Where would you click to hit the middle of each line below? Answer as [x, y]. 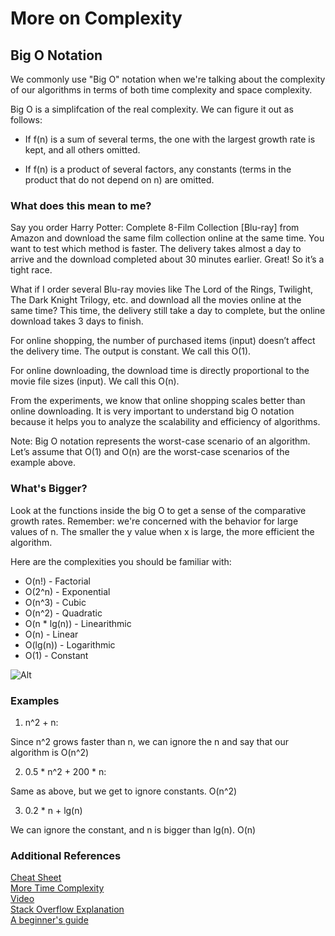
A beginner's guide [49, 920]
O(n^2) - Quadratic [63, 613]
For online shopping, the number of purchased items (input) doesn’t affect [163, 341]
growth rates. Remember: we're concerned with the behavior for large [154, 521]
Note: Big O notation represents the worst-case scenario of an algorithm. [160, 441]
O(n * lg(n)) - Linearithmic [78, 623]
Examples [35, 700]
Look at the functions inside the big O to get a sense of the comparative [158, 510]
